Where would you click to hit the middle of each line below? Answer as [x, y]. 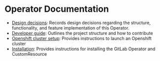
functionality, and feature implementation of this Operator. [70, 28]
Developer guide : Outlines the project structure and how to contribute [82, 33]
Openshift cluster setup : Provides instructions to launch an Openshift [82, 38]
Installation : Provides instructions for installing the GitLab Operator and [83, 49]
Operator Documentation [57, 9]
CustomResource [29, 54]
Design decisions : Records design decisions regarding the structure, [81, 23]
